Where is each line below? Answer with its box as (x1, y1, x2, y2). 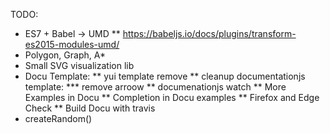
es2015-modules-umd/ (24, 39, 120, 50)
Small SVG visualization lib (24, 60, 135, 71)
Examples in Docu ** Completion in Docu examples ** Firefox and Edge (24, 92, 320, 103)
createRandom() (24, 113, 93, 124)
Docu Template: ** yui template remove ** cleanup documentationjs (24, 70, 306, 82)
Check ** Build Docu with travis (24, 102, 156, 114)
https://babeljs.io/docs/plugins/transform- (122, 28, 297, 39)
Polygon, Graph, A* (24, 49, 106, 61)
